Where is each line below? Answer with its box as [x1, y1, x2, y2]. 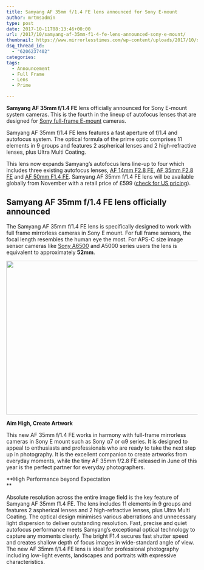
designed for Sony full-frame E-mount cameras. [6, 117, 126, 125]
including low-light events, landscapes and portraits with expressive [6, 551, 177, 559]
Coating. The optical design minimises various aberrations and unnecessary [6, 513, 197, 520]
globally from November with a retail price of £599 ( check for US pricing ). [6, 180, 191, 187]
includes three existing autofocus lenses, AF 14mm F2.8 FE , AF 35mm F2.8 [6, 167, 194, 174]
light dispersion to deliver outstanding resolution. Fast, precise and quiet [6, 519, 187, 526]
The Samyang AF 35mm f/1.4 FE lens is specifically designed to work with [6, 222, 191, 230]
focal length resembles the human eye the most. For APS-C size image [6, 235, 183, 243]
